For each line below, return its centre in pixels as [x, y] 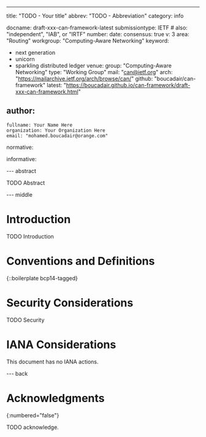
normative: [20, 147]
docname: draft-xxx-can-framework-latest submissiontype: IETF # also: [97, 28]
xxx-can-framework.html [47, 92]
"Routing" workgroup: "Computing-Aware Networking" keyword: [88, 41]
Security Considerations [70, 302]
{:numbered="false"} [33, 415]
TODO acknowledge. [33, 427]
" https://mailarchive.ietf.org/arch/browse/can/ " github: [84, 78]
